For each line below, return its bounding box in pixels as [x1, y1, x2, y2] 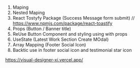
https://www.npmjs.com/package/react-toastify [12, 20, 113, 26]
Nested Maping [12, 10, 45, 16]
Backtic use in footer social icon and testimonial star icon [12, 47, 132, 53]
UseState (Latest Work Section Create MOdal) [12, 36, 109, 42]
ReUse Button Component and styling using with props [12, 31, 128, 37]
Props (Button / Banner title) [12, 26, 72, 32]
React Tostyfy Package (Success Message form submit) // [12, 15, 135, 21]
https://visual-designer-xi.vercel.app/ [5, 57, 84, 62]
